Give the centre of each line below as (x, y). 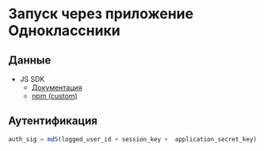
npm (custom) (54, 96)
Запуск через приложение (101, 14)
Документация (57, 87)
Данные (30, 60)
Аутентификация (53, 121)
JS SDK (32, 79)
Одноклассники (64, 31)
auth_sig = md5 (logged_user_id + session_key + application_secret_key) (133, 139)
